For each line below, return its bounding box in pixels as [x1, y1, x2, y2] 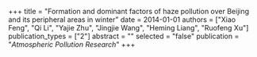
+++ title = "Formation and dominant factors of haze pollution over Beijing [8, 7, 250, 16]
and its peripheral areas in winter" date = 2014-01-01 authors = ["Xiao [8, 15, 236, 24]
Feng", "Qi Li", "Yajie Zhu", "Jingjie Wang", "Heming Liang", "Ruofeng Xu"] [8, 23, 249, 32]
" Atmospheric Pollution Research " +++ [8, 40, 136, 49]
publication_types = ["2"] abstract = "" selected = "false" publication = [8, 31, 240, 41]
